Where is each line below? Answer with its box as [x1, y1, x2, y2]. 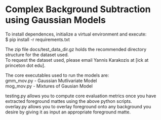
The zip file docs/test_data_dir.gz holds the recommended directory [5, 46, 147, 52]
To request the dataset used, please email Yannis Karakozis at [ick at [5, 57, 149, 63]
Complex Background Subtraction [5, 4, 151, 15]
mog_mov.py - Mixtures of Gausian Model [5, 83, 93, 89]
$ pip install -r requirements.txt [5, 36, 70, 43]
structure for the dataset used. [5, 52, 69, 58]
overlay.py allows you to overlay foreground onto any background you [5, 103, 151, 109]
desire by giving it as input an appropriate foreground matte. [5, 109, 131, 115]
